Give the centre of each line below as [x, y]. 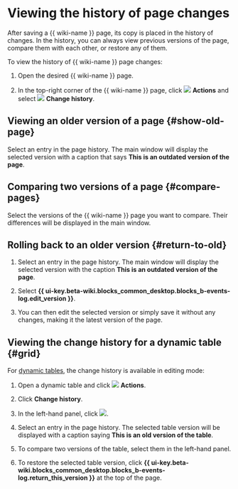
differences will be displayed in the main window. [79, 223]
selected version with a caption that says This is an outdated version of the [118, 157]
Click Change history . [50, 399]
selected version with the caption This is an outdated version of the [118, 270]
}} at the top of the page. [125, 478]
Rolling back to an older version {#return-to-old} [117, 244]
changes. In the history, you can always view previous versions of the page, [118, 40]
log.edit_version [42, 299]
